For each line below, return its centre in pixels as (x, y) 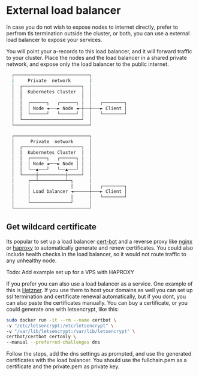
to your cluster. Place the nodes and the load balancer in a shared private (97, 57)
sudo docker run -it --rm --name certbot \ (61, 320)
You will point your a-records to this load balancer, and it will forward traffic (99, 51)
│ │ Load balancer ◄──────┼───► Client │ (70, 192)
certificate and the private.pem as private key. (63, 366)
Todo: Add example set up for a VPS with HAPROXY (70, 272)
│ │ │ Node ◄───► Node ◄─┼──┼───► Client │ (70, 108)
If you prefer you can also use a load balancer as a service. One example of (99, 283)
